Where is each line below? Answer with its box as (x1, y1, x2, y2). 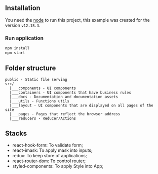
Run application (5, 35, 43, 41)
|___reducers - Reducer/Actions (9, 116, 77, 121)
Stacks (5, 129, 27, 138)
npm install (5, 46, 30, 51)
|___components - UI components (9, 86, 77, 91)
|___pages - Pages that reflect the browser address (9, 111, 120, 116)
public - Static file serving (5, 77, 68, 82)
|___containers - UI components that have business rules (9, 90, 132, 95)
